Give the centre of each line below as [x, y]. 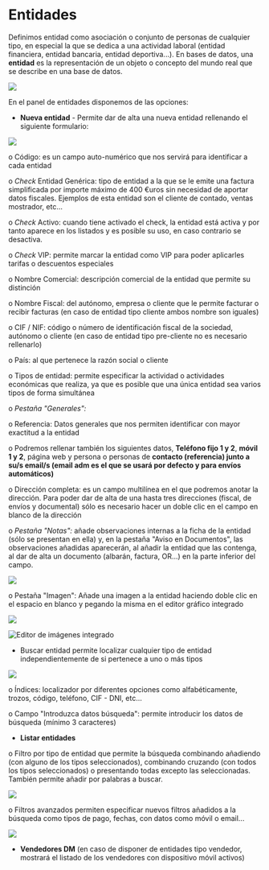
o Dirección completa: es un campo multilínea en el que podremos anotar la [133, 489]
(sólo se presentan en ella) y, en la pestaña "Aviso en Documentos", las [126, 539]
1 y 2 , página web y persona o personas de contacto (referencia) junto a [129, 456]
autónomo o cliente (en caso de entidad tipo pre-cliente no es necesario [128, 336]
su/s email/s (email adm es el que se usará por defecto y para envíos [125, 465]
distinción [24, 287]
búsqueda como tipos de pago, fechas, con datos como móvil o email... [126, 818]
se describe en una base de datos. [65, 71]
